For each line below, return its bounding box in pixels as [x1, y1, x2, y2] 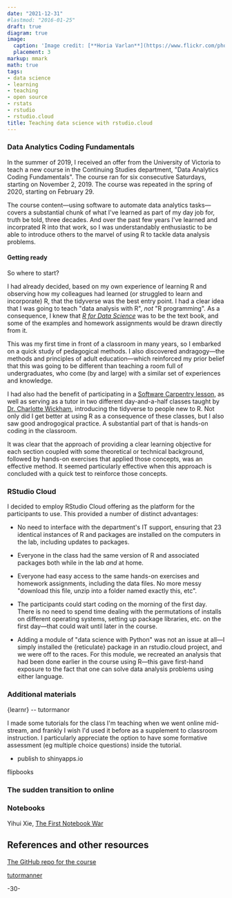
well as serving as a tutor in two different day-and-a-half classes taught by [7, 397, 220, 405]
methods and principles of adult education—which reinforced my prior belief [7, 354, 225, 363]
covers [7, 208, 27, 217]
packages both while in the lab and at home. [17, 558, 144, 567]
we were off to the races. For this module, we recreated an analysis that [17, 650, 222, 659]
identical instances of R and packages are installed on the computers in [17, 531, 221, 539]
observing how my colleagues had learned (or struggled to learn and [7, 290, 203, 297]
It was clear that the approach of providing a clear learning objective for [7, 440, 212, 448]
